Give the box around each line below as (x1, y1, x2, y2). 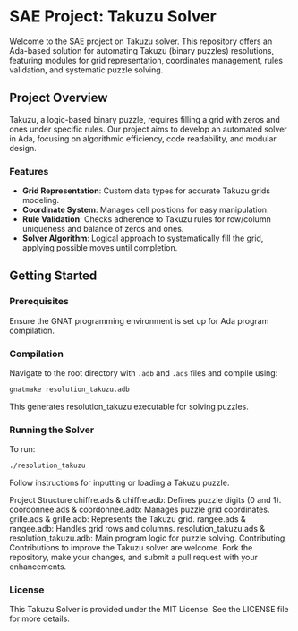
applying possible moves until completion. (21, 243, 178, 253)
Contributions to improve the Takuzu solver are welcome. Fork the (9, 542, 253, 553)
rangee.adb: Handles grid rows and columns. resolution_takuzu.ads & (9, 524, 266, 534)
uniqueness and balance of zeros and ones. (21, 224, 184, 234)
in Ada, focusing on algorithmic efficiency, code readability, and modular (9, 132, 277, 144)
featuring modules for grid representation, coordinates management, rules (9, 55, 284, 65)
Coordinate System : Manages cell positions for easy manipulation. (21, 204, 269, 216)
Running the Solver (9, 423, 95, 436)
